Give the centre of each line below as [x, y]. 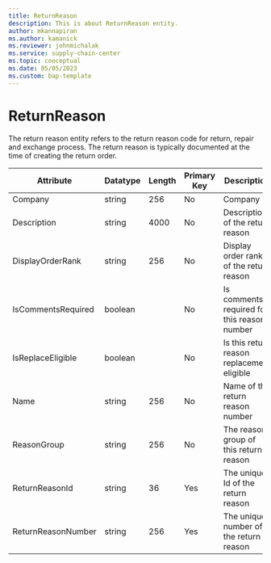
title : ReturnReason [43, 16]
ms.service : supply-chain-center [65, 53]
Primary [200, 175]
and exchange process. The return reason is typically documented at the [129, 147]
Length [163, 180]
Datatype [123, 180]
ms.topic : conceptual [45, 61]
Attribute [54, 180]
